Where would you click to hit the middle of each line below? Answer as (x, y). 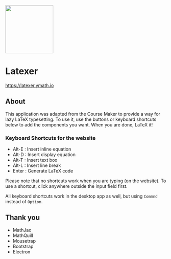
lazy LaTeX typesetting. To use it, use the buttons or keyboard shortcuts (81, 119)
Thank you (22, 218)
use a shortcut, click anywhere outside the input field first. (66, 186)
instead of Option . (24, 202)
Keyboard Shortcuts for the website (51, 138)
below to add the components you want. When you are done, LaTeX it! (79, 124)
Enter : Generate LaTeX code (43, 171)
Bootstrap (23, 246)
